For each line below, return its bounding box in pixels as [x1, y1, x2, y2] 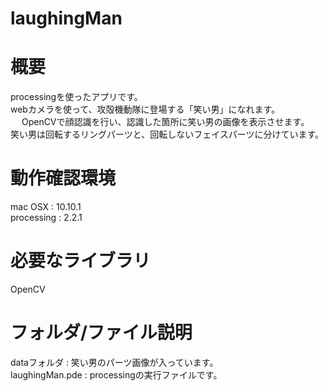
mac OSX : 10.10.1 [10, 201, 82, 213]
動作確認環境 [10, 167, 117, 190]
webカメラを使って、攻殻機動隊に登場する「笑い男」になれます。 [10, 103, 281, 116]
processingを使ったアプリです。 [10, 91, 143, 103]
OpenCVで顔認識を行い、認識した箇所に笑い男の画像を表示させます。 [21, 116, 310, 128]
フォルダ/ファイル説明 [10, 322, 193, 344]
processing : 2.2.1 [10, 212, 83, 224]
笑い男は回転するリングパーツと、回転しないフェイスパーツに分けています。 [10, 128, 325, 141]
